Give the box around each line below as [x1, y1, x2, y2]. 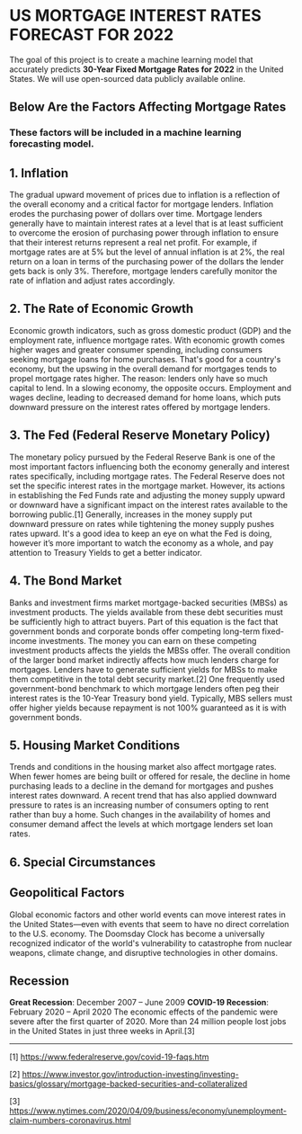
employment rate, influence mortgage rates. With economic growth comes [9, 335, 286, 345]
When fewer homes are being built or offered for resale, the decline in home [9, 771, 290, 782]
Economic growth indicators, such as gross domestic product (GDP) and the [9, 325, 292, 335]
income [9, 635, 38, 646]
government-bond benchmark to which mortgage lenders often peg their [9, 683, 280, 693]
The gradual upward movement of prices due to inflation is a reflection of [9, 190, 280, 201]
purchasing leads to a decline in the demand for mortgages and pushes [9, 781, 274, 791]
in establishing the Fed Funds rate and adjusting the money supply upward [9, 489, 286, 500]
